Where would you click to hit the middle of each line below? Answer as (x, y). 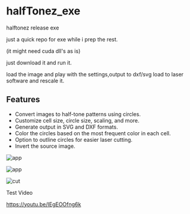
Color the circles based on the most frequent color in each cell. (93, 133)
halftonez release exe (33, 28)
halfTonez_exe (43, 11)
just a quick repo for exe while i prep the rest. (62, 39)
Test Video (19, 192)
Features (23, 99)
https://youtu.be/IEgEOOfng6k (44, 204)
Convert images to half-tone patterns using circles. (78, 114)
